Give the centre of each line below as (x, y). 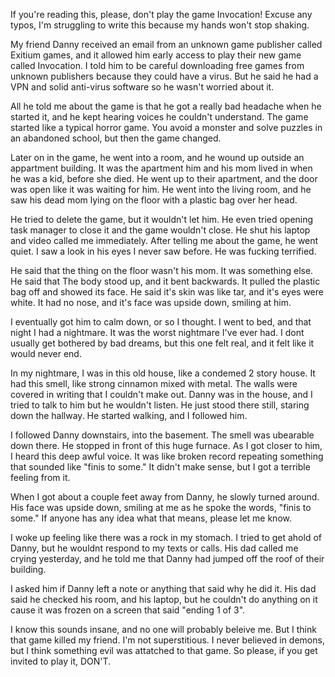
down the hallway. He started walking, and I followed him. (129, 415)
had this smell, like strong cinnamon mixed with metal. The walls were (154, 383)
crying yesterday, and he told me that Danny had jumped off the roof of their (167, 558)
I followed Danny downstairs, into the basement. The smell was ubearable (162, 435)
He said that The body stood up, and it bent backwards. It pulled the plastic (165, 281)
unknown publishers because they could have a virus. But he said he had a (164, 76)
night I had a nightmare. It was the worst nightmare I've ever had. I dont (157, 332)
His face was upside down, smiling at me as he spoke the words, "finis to (161, 507)
